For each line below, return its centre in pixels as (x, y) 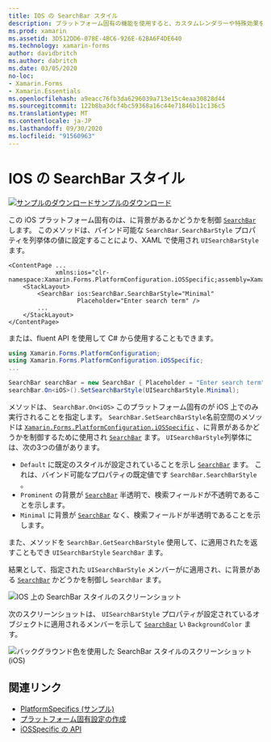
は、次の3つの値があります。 (56, 447)
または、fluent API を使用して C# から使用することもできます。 (113, 338)
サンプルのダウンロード (133, 202)
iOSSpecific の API (51, 729)
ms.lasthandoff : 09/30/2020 (56, 129)
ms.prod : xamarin (38, 31)
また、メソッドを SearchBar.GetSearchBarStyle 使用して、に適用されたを (130, 542)
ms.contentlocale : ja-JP (50, 121)
